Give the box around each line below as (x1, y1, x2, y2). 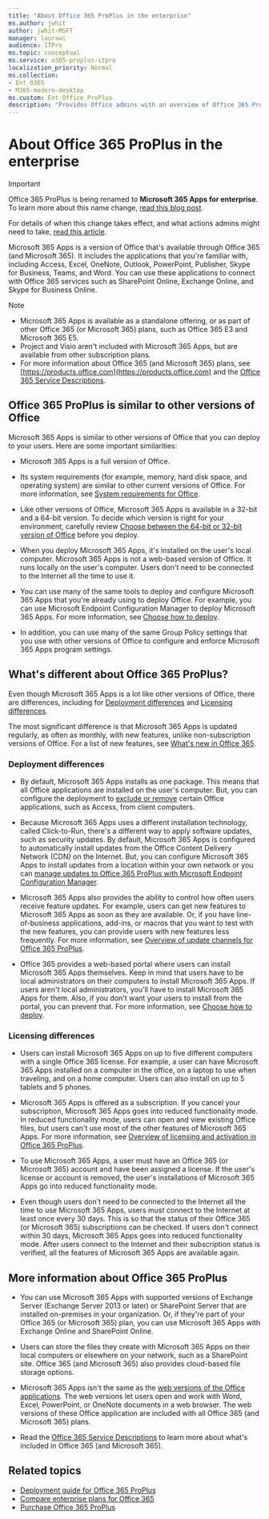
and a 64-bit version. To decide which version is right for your (19, 513, 224, 523)
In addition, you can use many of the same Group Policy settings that (19, 627, 247, 637)
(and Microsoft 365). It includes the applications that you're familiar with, (8, 251, 248, 261)
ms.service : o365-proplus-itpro (8, 57, 116, 65)
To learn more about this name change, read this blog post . (8, 203, 204, 213)
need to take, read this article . (8, 227, 107, 237)
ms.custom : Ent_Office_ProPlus (8, 94, 113, 102)
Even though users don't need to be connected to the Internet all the (19, 1197, 247, 1207)
